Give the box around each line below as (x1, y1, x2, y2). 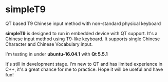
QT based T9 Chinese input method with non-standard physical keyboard (5, 20, 161, 26)
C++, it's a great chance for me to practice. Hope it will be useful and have (5, 66, 163, 72)
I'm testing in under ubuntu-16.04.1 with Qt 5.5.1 (5, 51, 108, 57)
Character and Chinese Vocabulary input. (5, 41, 93, 47)
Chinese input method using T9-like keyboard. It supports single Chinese (5, 36, 160, 42)
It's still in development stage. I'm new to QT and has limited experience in (5, 61, 163, 67)
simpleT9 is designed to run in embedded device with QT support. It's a (5, 30, 158, 36)
